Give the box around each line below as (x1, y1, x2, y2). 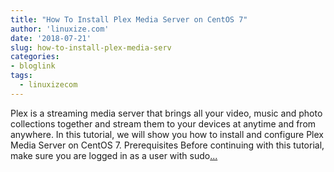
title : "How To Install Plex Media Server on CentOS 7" (10, 14, 248, 25)
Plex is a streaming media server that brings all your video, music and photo (10, 107, 323, 119)
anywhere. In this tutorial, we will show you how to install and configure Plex (10, 128, 324, 140)
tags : (10, 71, 33, 81)
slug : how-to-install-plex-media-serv (10, 42, 172, 53)
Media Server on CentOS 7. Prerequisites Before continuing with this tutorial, (10, 139, 325, 151)
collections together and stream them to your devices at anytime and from (10, 117, 317, 130)
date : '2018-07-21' (10, 33, 92, 43)
